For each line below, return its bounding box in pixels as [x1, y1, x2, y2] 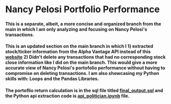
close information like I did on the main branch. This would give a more [5, 60, 158, 66]
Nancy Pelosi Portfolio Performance [5, 4, 160, 15]
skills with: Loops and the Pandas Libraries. [5, 75, 99, 82]
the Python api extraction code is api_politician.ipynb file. [5, 93, 130, 99]
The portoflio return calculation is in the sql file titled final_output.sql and [5, 87, 163, 93]
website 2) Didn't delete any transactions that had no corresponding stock [5, 54, 166, 60]
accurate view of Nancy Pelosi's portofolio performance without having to [5, 65, 165, 71]
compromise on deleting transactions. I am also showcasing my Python [5, 70, 159, 76]
